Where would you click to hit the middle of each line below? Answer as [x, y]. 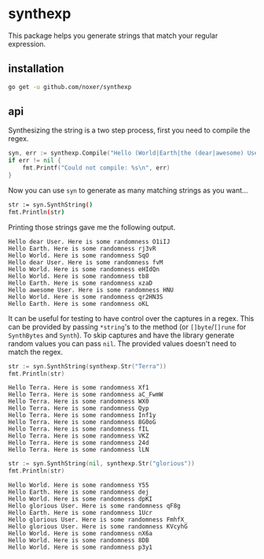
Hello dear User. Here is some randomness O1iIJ [89, 241]
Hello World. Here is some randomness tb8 [79, 276]
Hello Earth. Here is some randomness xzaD [81, 283]
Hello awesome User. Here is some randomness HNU [91, 290]
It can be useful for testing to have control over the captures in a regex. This [131, 318]
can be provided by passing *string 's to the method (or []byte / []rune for [127, 326]
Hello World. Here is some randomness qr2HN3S [86, 296]
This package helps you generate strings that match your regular [113, 35]
